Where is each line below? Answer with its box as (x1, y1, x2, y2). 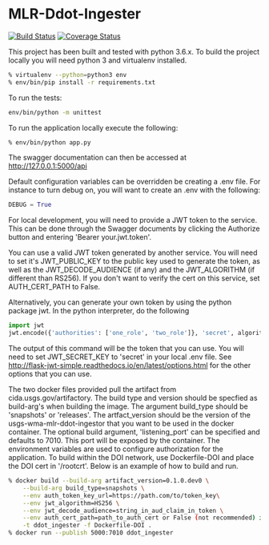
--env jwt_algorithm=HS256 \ (22, 499, 120, 507)
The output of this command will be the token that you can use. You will (8, 344, 244, 353)
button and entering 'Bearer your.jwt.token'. (8, 232, 152, 242)
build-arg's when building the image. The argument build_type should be (8, 402, 248, 411)
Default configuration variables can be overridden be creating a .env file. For (8, 177, 261, 187)
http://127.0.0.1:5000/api (8, 161, 88, 171)
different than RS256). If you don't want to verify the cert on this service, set (8, 273, 260, 283)
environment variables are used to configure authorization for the (8, 444, 224, 454)
